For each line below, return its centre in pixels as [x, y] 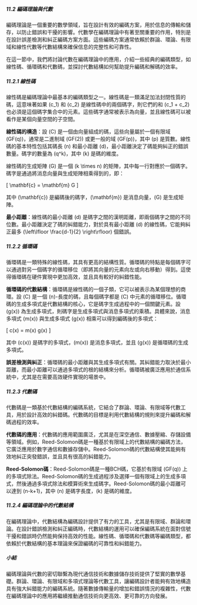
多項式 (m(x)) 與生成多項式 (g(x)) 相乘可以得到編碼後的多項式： [82, 318]
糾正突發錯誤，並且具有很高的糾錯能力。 [65, 456]
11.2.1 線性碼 [21, 81]
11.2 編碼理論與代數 [29, 9]
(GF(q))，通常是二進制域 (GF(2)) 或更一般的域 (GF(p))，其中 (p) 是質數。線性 [98, 138]
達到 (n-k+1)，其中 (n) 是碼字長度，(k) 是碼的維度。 [73, 491]
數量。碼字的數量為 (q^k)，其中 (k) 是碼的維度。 [64, 153]
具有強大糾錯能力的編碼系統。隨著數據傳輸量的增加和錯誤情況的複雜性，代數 [98, 588]
